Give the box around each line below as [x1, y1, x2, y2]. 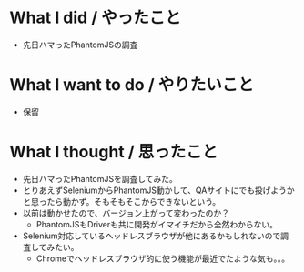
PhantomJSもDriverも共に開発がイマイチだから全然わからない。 [35, 218, 278, 229]
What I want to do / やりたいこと [9, 75, 255, 96]
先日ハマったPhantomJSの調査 [22, 39, 138, 50]
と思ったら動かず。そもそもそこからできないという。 [22, 196, 221, 207]
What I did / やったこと [9, 7, 182, 28]
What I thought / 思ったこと [9, 142, 218, 163]
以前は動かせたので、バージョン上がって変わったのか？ [22, 207, 230, 218]
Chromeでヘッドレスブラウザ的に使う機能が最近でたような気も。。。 [35, 253, 289, 264]
